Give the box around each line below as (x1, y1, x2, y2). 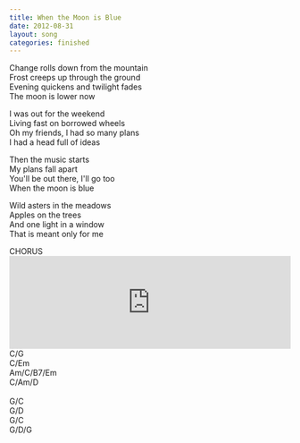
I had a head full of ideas (9, 137, 101, 148)
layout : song (9, 30, 58, 38)
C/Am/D (9, 377, 39, 388)
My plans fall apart (9, 164, 78, 175)
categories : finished (9, 38, 90, 47)
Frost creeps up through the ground (9, 72, 141, 83)
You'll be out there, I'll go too (9, 174, 115, 184)
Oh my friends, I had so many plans (9, 127, 140, 139)
